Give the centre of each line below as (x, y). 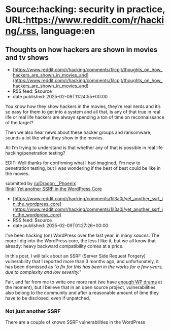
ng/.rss (21, 31)
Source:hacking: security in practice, (85, 9)
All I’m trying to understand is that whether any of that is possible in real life (84, 148)
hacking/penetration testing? (35, 153)
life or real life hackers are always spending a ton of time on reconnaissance (85, 117)
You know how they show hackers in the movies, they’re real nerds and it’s (83, 106)
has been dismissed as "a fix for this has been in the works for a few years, (84, 267)
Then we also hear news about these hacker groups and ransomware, (78, 132)
